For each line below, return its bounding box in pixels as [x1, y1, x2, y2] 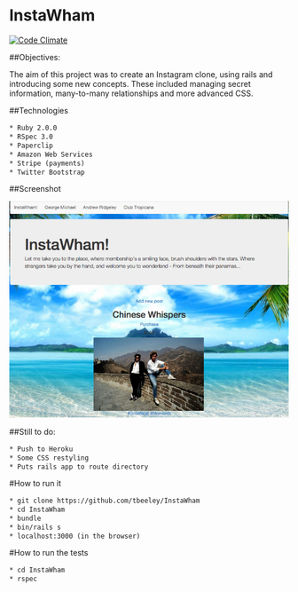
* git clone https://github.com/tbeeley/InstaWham [9, 496, 200, 505]
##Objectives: [9, 51, 60, 62]
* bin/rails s [9, 523, 62, 532]
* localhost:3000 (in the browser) [9, 532, 141, 541]
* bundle [9, 514, 42, 523]
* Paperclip [9, 141, 53, 150]
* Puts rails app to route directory [9, 462, 149, 471]
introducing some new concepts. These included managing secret [9, 78, 251, 89]
